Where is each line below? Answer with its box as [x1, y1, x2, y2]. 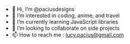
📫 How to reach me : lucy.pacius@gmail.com [11, 32, 124, 38]
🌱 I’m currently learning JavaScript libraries [11, 18, 118, 25]
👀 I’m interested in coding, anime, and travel [11, 12, 120, 19]
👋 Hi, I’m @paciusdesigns [11, 6, 75, 12]
